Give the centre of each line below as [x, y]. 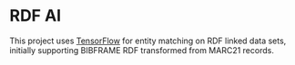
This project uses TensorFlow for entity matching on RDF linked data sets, [148, 41]
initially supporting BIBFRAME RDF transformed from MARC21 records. [142, 50]
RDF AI [36, 16]
